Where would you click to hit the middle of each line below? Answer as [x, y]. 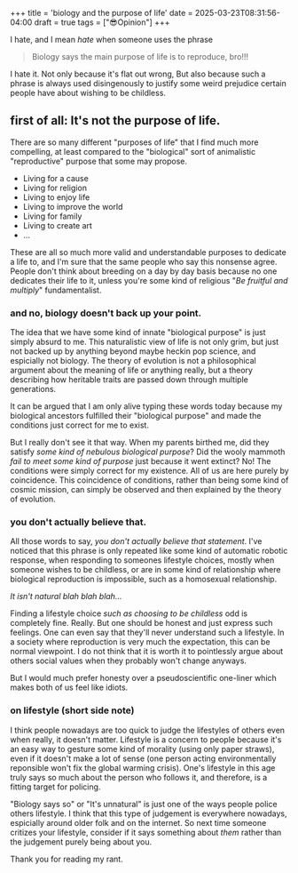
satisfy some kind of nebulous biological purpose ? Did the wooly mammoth [148, 452]
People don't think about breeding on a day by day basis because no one [144, 271]
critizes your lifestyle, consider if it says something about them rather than [146, 832]
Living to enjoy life [56, 197]
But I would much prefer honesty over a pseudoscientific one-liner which [144, 678]
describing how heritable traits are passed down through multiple [129, 380]
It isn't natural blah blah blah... [66, 597]
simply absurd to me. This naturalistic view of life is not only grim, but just [145, 342]
